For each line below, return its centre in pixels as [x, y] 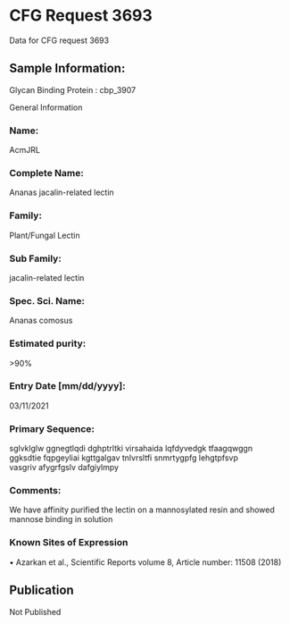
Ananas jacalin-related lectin [62, 192]
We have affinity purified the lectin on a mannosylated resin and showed [142, 510]
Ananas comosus [41, 320]
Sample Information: [67, 68]
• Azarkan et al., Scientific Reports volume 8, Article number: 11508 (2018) [145, 562]
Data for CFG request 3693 [59, 40]
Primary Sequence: [52, 428]
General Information [46, 107]
